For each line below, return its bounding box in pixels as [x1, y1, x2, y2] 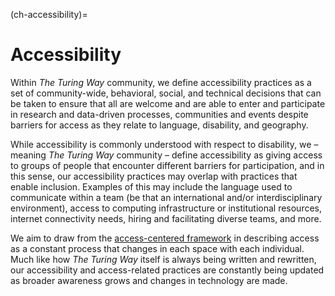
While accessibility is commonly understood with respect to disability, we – [10, 138, 319, 150]
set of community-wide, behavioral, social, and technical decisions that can [10, 87, 322, 99]
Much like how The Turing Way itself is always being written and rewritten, [10, 253, 317, 265]
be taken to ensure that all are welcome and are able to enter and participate [10, 97, 326, 109]
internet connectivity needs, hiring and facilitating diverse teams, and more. [10, 212, 322, 224]
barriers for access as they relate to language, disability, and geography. [10, 119, 309, 131]
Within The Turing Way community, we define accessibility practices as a [10, 76, 312, 88]
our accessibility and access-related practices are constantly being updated [10, 264, 325, 276]
